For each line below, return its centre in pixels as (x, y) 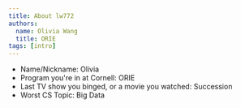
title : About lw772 (41, 16)
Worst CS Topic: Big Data (62, 95)
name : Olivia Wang (47, 31)
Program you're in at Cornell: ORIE (77, 78)
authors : (23, 24)
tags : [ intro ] (32, 46)
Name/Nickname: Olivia (60, 69)
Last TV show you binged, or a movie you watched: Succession (126, 87)
